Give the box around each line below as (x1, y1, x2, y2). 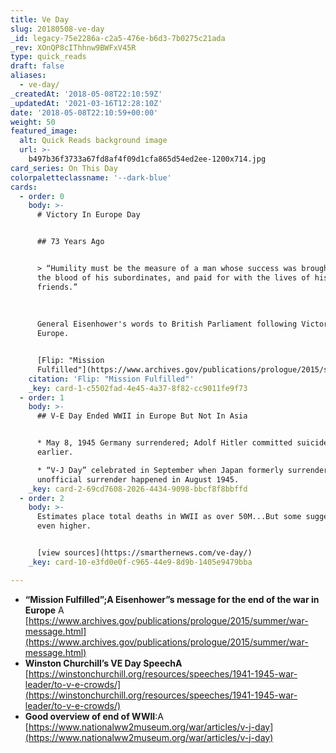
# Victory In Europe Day (36, 210, 141, 220)
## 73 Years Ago (36, 237, 105, 247)
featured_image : (10, 126, 78, 136)
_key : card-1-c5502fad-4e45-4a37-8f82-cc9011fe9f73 (28, 383, 248, 393)
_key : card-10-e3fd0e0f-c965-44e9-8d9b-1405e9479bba (28, 557, 253, 567)
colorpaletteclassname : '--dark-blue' (10, 172, 172, 183)
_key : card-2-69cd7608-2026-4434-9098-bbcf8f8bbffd (28, 484, 248, 494)
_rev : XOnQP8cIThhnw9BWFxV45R (10, 42, 137, 53)
